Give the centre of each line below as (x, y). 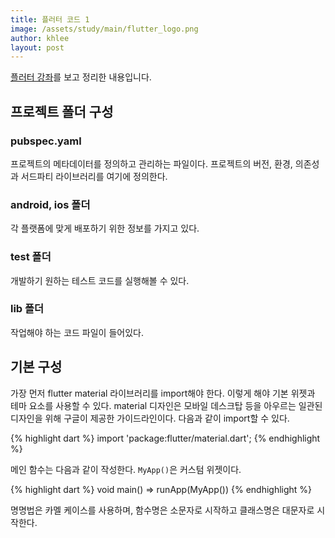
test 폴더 (31, 257)
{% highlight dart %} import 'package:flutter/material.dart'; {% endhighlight (165, 438)
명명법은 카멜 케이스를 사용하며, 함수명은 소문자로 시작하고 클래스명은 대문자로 (162, 510)
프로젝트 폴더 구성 (62, 111)
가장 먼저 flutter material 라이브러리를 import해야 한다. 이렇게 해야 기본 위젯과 (163, 393)
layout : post (37, 47)
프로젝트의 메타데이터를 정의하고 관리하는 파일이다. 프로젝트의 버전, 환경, (151, 163)
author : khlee (40, 38)
